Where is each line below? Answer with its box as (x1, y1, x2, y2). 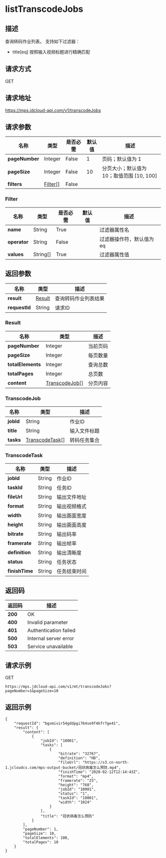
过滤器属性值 (99, 251, 129, 258)
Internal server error (27, 635, 74, 642)
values (7, 251, 24, 258)
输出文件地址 (56, 494, 86, 501)
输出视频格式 (56, 503, 86, 510)
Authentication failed (27, 627, 76, 634)
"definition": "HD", (58, 756, 100, 761)
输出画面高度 (56, 522, 86, 528)
